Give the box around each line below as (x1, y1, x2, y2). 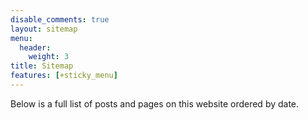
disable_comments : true (10, 14, 110, 25)
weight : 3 (28, 52, 70, 62)
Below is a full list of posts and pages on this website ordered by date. (10, 97, 300, 110)
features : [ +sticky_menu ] (10, 71, 118, 81)
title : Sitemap (10, 61, 74, 71)
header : (19, 42, 52, 53)
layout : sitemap (10, 24, 78, 34)
